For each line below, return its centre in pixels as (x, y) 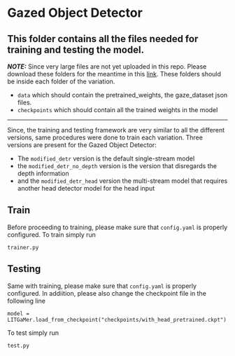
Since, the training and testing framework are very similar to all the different (116, 130)
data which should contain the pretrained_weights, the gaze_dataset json (122, 95)
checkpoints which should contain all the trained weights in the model (117, 110)
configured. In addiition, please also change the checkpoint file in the (107, 293)
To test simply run (33, 333)
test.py (19, 345)
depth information (43, 173)
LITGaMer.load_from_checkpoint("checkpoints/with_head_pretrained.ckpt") (117, 320)
